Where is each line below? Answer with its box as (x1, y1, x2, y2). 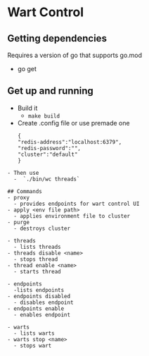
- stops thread (13, 255, 58, 263)
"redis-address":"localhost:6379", (17, 138, 122, 145)
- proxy (7, 194, 30, 201)
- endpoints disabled (7, 293, 71, 300)
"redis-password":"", (17, 145, 81, 152)
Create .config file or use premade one (17, 118, 130, 127)
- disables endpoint (13, 299, 74, 306)
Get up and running (7, 85, 93, 97)
